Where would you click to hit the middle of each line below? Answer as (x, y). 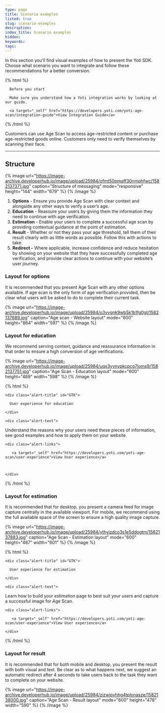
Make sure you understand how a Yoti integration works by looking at (83, 98)
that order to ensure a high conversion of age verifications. (65, 351)
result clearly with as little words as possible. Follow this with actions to (84, 238)
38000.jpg (16, 700)
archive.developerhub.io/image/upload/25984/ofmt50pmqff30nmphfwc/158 (82, 181)
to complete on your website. (35, 680)
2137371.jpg (17, 186)
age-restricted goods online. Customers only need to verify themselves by (80, 139)
